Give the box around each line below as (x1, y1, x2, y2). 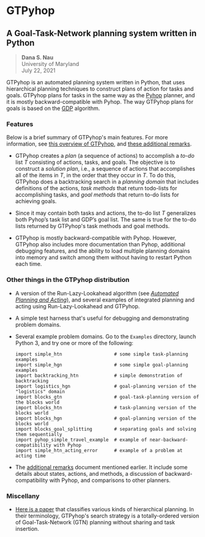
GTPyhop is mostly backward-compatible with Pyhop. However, (15, 234, 176, 242)
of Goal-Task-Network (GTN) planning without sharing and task (15, 518, 176, 526)
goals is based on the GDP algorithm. (6, 105, 100, 112)
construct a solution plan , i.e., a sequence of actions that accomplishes (15, 165, 196, 172)
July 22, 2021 (21, 67, 56, 74)
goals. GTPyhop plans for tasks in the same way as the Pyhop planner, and (6, 92, 195, 98)
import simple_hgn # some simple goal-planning (15, 361, 188, 368)
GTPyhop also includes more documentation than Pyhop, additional (15, 241, 185, 248)
